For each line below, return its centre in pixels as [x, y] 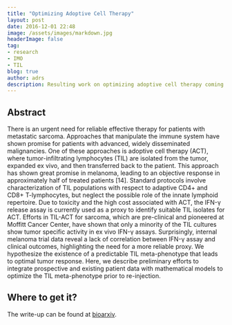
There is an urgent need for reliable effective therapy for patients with [106, 129]
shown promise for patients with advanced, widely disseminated [99, 144]
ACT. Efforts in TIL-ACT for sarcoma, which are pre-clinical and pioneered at [116, 217]
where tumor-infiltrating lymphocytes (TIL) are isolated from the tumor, [108, 158]
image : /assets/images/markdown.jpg [60, 33]
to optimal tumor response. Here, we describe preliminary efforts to [103, 261]
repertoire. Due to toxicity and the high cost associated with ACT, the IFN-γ [114, 203]
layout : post [26, 20]
